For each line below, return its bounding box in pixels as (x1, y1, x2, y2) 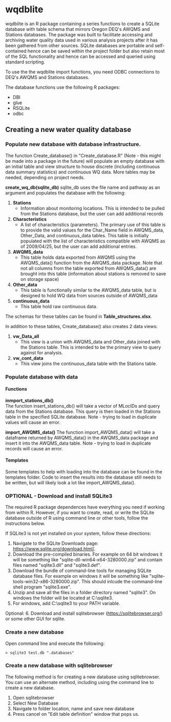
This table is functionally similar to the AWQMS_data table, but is (20, 287, 157, 293)
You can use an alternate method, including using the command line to (5, 679, 154, 685)
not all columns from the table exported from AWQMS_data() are (20, 265, 157, 271)
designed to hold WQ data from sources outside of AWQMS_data (20, 292, 158, 298)
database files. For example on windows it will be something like (12, 573, 148, 579)
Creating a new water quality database (5, 125, 132, 134)
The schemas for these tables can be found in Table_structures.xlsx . (5, 313, 152, 319)
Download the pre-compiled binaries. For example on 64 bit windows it (12, 551, 163, 558)
